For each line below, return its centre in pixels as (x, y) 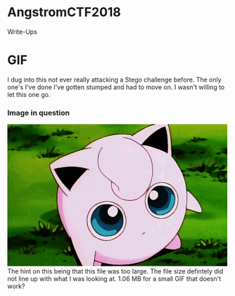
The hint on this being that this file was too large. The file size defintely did (115, 271)
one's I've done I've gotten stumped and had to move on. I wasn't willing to (116, 87)
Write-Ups (22, 32)
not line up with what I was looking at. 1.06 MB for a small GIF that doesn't (114, 279)
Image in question (39, 112)
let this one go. (29, 94)
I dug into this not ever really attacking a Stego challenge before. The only (114, 79)
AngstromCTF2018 (64, 12)
